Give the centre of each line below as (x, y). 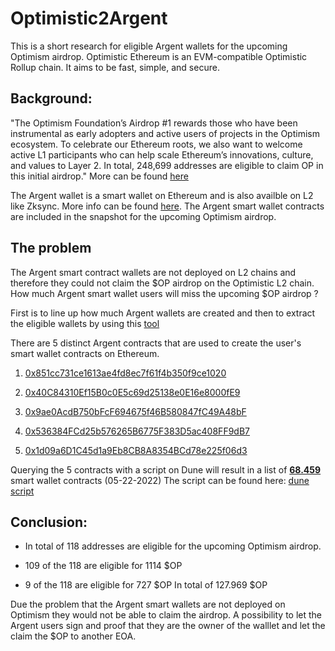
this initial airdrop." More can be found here (99, 176)
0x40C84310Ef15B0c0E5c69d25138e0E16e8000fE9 (132, 392)
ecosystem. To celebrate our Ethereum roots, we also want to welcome (156, 144)
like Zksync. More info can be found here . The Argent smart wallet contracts (167, 206)
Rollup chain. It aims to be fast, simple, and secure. (115, 67)
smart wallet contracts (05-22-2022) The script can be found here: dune (160, 480)
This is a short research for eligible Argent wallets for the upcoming (149, 46)
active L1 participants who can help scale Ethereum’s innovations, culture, (162, 154)
